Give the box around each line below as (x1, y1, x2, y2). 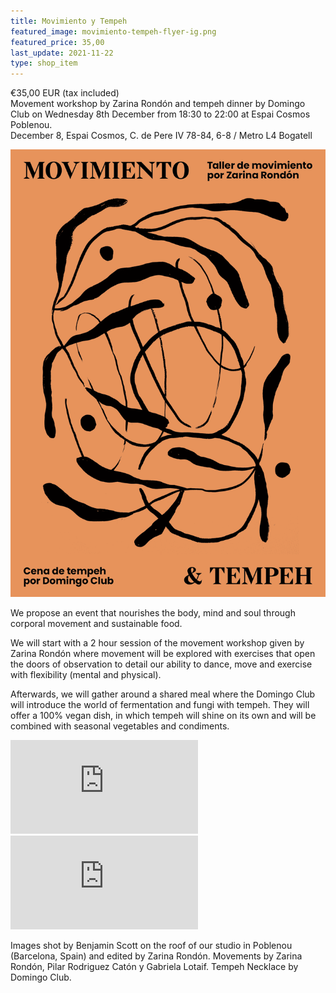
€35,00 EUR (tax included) (10, 87, 120, 99)
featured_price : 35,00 (10, 37, 105, 47)
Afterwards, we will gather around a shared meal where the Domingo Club (10, 688, 316, 700)
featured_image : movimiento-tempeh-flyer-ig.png (10, 26, 217, 37)
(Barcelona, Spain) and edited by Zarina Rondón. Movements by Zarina (10, 950, 303, 962)
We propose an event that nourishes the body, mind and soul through (10, 606, 296, 619)
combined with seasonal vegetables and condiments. (10, 720, 230, 732)
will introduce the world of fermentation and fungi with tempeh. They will (10, 698, 310, 710)
